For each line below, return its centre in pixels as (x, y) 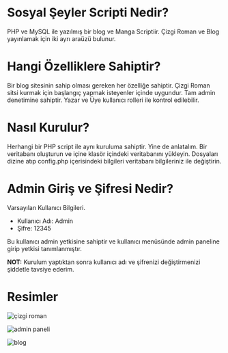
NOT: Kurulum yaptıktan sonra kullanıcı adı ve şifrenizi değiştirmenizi (104, 262)
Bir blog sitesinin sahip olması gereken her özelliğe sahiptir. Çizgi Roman (109, 85)
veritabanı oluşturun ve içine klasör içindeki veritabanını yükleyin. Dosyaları (113, 154)
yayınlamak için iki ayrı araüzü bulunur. (61, 38)
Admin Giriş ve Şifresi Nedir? (90, 189)
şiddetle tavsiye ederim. (41, 269)
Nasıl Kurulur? (48, 128)
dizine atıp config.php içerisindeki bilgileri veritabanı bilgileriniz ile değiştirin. (114, 161)
